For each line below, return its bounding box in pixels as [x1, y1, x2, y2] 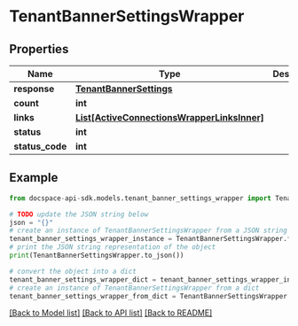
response [13, 82, 55, 95]
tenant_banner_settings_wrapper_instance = [9, 235, 173, 244]
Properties [9, 42, 69, 57]
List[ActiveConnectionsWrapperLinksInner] [74, 112, 264, 123]
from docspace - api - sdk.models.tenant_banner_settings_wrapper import [9, 193, 272, 203]
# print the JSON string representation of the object [9, 243, 216, 252]
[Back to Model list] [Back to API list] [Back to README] [9, 307, 213, 318]
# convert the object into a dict [9, 267, 137, 276]
